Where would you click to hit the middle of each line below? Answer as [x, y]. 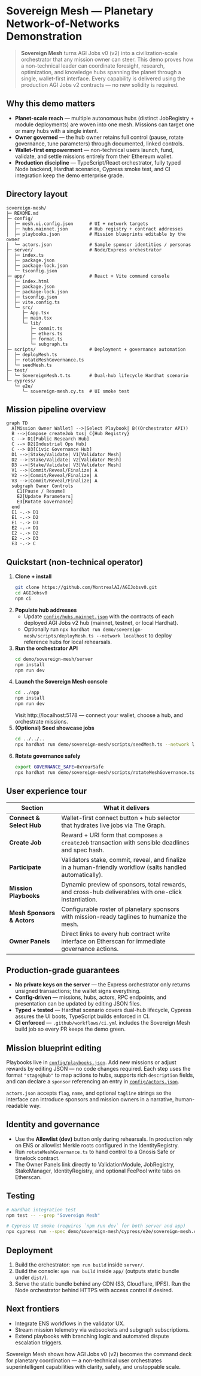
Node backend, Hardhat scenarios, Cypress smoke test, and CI [92, 169]
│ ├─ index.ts [25, 255]
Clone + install [33, 576]
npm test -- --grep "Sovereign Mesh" [53, 1215]
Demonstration [44, 37]
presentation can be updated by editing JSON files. [78, 1004]
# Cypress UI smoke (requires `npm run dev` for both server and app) [96, 1226]
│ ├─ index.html [28, 281]
